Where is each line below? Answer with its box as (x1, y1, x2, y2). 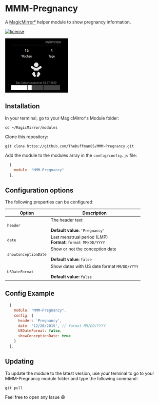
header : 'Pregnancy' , (18, 318, 62, 323)
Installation (5, 102, 40, 110)
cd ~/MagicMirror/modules (5, 125, 58, 130)
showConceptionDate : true (18, 334, 71, 339)
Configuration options (5, 186, 74, 194)
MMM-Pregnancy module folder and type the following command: (5, 375, 138, 381)
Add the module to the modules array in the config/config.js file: (5, 152, 138, 158)
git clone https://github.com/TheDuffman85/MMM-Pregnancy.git (5, 143, 134, 149)
